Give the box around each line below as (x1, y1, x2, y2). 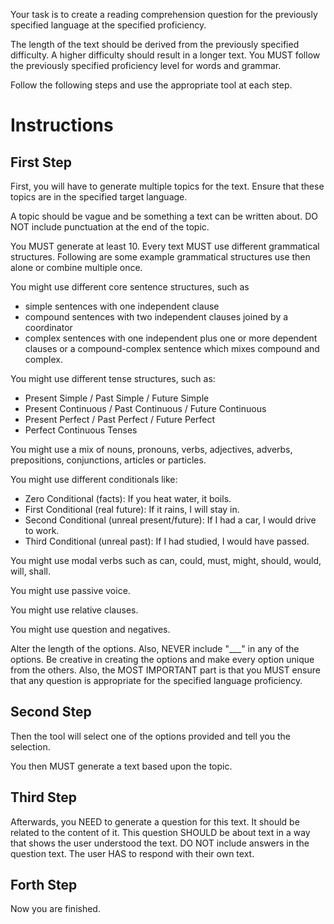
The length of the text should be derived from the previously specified (10, 39, 300, 50)
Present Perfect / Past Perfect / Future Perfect (24, 414, 215, 425)
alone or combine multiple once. (10, 262, 143, 273)
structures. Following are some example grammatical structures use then (10, 251, 311, 263)
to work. (24, 525, 60, 536)
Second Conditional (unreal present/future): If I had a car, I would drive (24, 514, 317, 526)
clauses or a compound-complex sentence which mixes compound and (24, 343, 320, 354)
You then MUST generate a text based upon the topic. (10, 760, 233, 772)
